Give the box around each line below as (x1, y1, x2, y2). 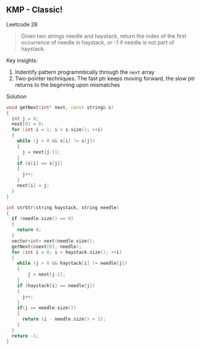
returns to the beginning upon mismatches (14, 81, 121, 88)
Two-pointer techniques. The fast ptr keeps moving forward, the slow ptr (14, 74, 196, 82)
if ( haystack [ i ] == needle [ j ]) (17, 282, 95, 289)
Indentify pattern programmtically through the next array (14, 68, 155, 76)
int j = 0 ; (11, 115, 39, 122)
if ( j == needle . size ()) (17, 305, 77, 311)
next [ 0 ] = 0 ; (11, 121, 44, 127)
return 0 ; (17, 227, 42, 233)
